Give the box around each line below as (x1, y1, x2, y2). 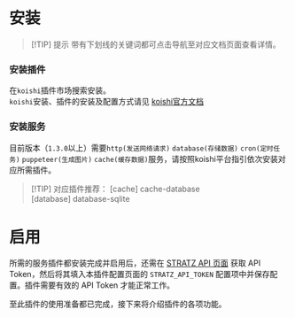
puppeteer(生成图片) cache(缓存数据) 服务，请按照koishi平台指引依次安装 (21, 153, 279, 164)
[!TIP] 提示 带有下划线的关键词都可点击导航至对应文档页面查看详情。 (30, 39, 281, 50)
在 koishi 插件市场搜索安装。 (9, 85, 111, 96)
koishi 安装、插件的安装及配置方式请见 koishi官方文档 (9, 97, 205, 107)
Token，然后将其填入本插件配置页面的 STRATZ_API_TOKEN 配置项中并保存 (9, 269, 270, 280)
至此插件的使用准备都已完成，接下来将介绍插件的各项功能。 (9, 298, 227, 310)
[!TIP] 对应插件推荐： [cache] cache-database (30, 183, 201, 194)
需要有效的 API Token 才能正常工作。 (39, 280, 175, 290)
